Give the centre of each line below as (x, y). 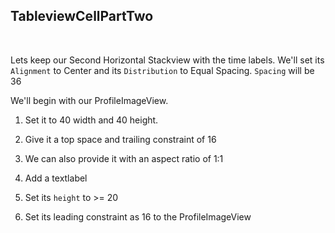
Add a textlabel (56, 178)
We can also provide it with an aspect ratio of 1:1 (124, 158)
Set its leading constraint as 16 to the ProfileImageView (138, 216)
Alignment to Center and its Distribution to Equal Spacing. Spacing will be (162, 70)
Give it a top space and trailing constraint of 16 (120, 139)
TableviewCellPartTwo (82, 16)
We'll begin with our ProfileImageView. (89, 100)
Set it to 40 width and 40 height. (91, 120)
